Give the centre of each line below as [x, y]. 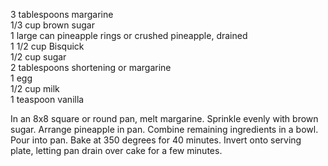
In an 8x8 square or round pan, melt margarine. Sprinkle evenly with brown [164, 118]
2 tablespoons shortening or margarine [91, 67]
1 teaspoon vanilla [47, 99]
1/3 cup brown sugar [52, 25]
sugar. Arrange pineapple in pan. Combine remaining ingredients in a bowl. [164, 129]
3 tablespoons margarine [62, 14]
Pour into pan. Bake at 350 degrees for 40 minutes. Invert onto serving [156, 140]
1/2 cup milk [35, 88]
